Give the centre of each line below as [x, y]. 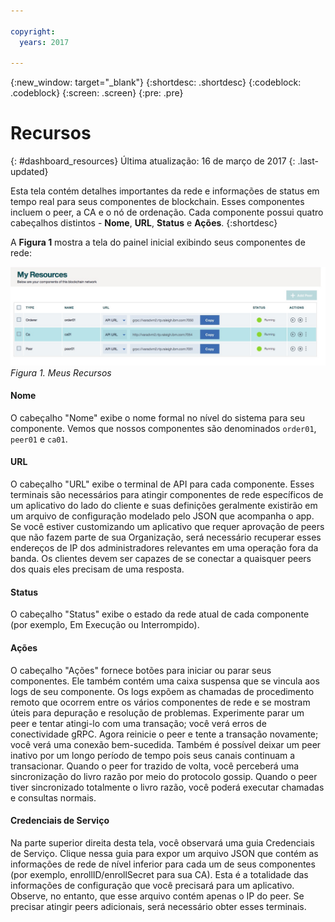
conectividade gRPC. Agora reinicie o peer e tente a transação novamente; [164, 734]
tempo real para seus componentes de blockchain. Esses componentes [157, 202]
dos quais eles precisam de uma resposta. [97, 569]
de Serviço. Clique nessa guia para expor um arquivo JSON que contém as [164, 853]
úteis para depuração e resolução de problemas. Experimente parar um [157, 712]
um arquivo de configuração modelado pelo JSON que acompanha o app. [162, 516]
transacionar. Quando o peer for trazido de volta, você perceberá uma [155, 766]
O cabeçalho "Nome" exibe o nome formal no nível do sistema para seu [158, 417]
